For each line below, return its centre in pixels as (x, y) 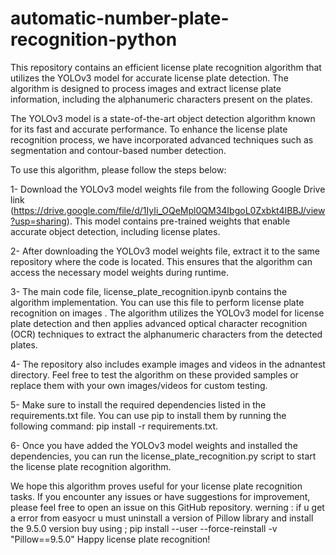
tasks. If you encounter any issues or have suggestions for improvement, (160, 496)
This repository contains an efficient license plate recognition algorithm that (166, 67)
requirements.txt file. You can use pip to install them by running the (148, 415)
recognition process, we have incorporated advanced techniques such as (162, 139)
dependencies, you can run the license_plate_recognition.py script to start (163, 456)
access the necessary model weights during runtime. (120, 272)
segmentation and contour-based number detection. (118, 150)
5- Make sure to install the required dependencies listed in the (138, 404)
